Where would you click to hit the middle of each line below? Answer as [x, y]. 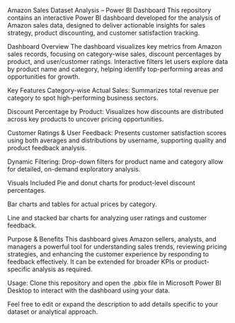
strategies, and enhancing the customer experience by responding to [108, 254]
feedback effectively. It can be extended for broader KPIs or [95, 262]
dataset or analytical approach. [53, 312]
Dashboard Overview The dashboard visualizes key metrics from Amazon [115, 46]
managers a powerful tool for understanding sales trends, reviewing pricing [117, 246]
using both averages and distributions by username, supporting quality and [117, 140]
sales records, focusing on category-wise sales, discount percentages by [114, 54]
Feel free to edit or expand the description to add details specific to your [113, 304]
